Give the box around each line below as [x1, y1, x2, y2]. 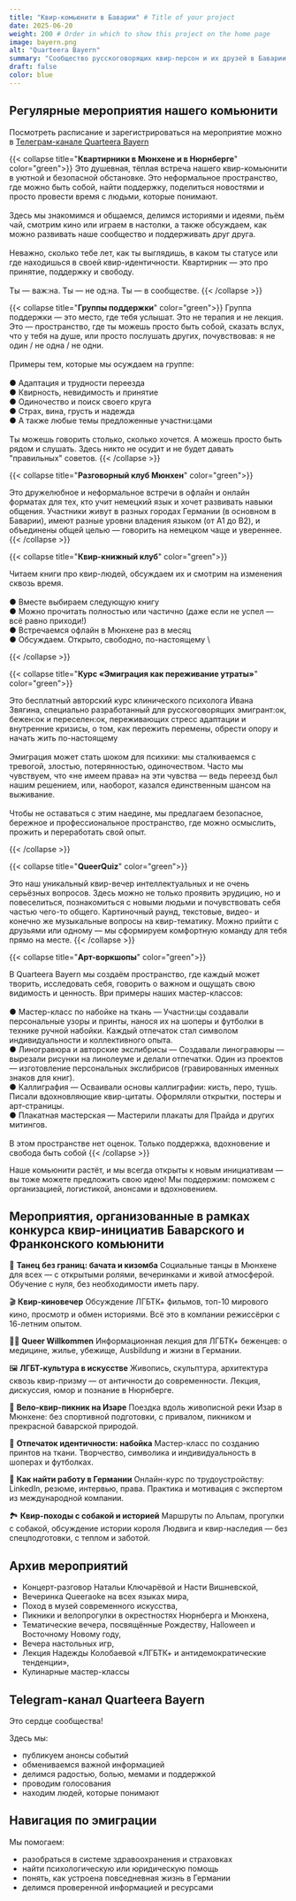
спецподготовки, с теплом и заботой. [9, 1533, 151, 1543]
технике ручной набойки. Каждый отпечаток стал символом [9, 1025, 239, 1035]
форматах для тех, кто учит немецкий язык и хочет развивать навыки [9, 496, 274, 507]
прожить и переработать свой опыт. [9, 827, 147, 837]
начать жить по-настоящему [9, 732, 118, 743]
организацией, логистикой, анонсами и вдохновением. [9, 1183, 218, 1194]
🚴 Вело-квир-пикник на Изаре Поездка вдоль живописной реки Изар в [9, 1402, 283, 1412]
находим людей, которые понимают [21, 1788, 160, 1797]
